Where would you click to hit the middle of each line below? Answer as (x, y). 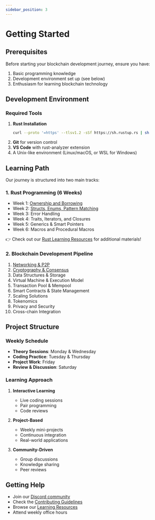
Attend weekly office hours (40, 512)
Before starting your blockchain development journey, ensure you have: (78, 64)
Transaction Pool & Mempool (42, 285)
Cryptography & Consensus (41, 270)
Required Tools (24, 113)
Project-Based (28, 420)
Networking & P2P (31, 264)
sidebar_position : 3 (27, 10)
